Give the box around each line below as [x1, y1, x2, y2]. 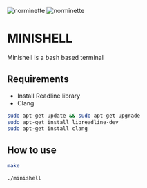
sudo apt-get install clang [7, 125, 88, 132]
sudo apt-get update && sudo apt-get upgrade [7, 112, 140, 119]
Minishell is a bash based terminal [7, 53, 104, 61]
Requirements [7, 73, 69, 85]
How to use [7, 144, 57, 156]
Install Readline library [17, 92, 81, 100]
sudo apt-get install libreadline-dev [7, 118, 119, 125]
